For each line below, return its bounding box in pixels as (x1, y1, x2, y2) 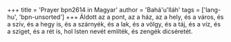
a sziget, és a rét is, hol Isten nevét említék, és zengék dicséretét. (7, 27, 193, 35)
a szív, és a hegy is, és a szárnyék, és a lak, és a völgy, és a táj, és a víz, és (7, 20, 221, 28)
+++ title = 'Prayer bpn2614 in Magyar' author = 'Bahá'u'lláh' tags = (7, 6, 201, 14)
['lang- (201, 6, 221, 14)
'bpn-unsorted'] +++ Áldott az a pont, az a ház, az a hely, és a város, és (19, 13, 224, 21)
